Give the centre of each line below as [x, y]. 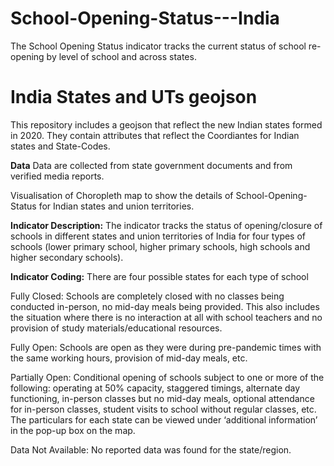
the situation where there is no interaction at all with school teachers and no [166, 317]
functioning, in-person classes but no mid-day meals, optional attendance [163, 398]
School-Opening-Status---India [145, 18]
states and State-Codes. [60, 146]
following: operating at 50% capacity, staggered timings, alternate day [155, 388]
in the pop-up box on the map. [73, 430]
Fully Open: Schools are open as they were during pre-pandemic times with [166, 347]
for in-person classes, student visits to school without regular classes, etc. [163, 409]
